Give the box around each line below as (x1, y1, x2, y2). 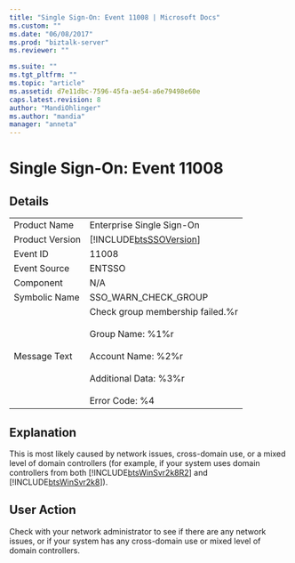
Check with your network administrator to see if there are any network (9, 526, 267, 536)
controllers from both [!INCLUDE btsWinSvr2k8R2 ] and (9, 467, 209, 478)
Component (13, 277, 64, 289)
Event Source (13, 262, 70, 275)
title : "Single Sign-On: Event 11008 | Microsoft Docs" (9, 12, 220, 22)
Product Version (13, 233, 82, 245)
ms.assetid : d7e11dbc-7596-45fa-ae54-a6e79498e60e (9, 86, 201, 96)
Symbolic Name (13, 291, 80, 303)
